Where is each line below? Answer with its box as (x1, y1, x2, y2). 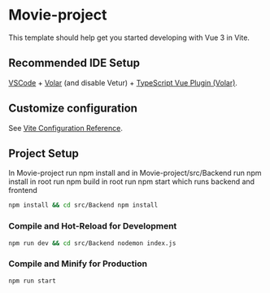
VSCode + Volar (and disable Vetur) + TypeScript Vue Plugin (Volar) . (8, 77, 238, 87)
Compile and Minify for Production (8, 258, 148, 269)
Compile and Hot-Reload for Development (8, 221, 177, 232)
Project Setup (8, 146, 80, 160)
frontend (8, 186, 38, 195)
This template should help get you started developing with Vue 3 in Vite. (8, 33, 250, 42)
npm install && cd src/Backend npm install (8, 201, 159, 209)
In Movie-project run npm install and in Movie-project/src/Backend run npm (8, 168, 262, 178)
